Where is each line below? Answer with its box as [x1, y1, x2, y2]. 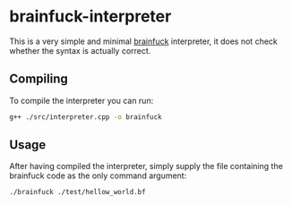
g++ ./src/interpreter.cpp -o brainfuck [9, 112, 163, 122]
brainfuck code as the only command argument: [9, 170, 187, 181]
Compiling [9, 72, 69, 87]
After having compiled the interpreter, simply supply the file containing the [9, 161, 284, 172]
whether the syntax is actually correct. [9, 45, 151, 56]
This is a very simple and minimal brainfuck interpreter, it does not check [9, 36, 278, 47]
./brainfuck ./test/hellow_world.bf [9, 188, 146, 197]
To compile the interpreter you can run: [9, 95, 154, 106]
